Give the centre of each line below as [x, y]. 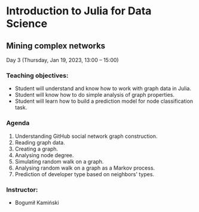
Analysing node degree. [44, 155]
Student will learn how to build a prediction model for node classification [104, 101]
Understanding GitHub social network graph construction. [86, 136]
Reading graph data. [40, 142]
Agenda [18, 123]
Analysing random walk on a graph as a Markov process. [85, 168]
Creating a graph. [36, 149]
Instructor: [22, 189]
